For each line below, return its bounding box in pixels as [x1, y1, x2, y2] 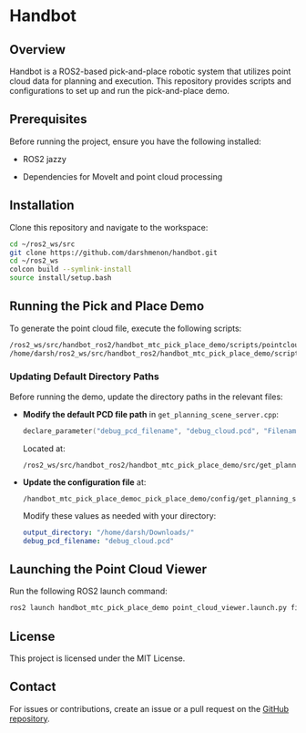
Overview [9, 42, 66, 57]
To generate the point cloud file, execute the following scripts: [9, 323, 242, 334]
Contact [9, 679, 56, 695]
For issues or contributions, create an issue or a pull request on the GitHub [9, 703, 290, 714]
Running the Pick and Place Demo [9, 298, 205, 315]
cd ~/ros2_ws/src [9, 239, 76, 249]
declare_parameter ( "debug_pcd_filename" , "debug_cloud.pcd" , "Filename [22, 426, 301, 436]
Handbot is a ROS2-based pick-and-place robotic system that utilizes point [9, 66, 291, 77]
